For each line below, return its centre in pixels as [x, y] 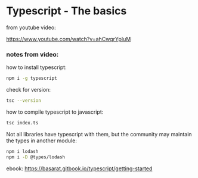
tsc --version [24, 101]
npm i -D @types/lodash [36, 157]
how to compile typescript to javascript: [55, 112]
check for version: [28, 90]
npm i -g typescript [32, 79]
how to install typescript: [36, 67]
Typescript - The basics [66, 11]
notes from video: [33, 54]
